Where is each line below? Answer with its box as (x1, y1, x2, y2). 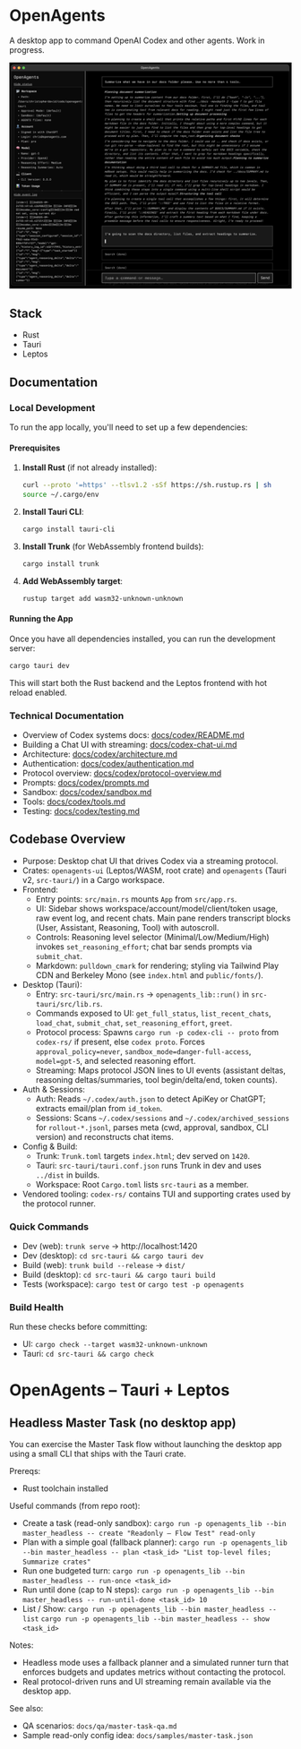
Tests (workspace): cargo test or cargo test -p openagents (21, 1279, 245, 1290)
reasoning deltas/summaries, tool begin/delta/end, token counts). (35, 1074, 278, 1085)
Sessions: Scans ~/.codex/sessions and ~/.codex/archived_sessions (35, 1112, 289, 1123)
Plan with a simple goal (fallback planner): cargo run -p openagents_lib (21, 1537, 288, 1548)
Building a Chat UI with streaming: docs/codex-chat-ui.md (21, 739, 237, 750)
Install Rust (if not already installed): (21, 462, 158, 473)
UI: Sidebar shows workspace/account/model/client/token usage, (35, 903, 279, 913)
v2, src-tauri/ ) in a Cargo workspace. (21, 874, 166, 885)
